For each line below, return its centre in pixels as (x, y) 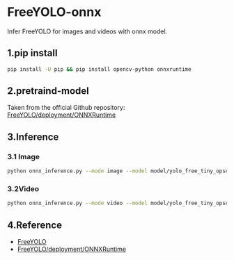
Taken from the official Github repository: (66, 108)
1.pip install (32, 53)
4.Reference (35, 225)
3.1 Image (24, 156)
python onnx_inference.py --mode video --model (78, 203)
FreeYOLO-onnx (54, 12)
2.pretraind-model (48, 91)
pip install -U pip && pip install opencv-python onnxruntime (99, 69)
